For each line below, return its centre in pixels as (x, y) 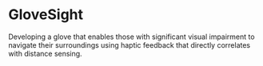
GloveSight (46, 15)
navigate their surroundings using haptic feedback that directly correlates (129, 45)
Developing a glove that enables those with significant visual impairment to (131, 37)
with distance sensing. (45, 53)
